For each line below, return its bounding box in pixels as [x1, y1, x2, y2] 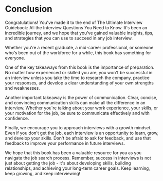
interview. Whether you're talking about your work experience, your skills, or [5, 105, 158, 111]
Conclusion [5, 3, 53, 15]
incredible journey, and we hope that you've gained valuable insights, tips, [5, 30, 154, 36]
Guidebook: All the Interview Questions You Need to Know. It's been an [5, 24, 147, 30]
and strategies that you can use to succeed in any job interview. [5, 35, 133, 41]
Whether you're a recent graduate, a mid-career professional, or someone [5, 44, 154, 50]
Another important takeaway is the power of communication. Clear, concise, [5, 94, 158, 101]
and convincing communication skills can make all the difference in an [5, 100, 145, 105]
